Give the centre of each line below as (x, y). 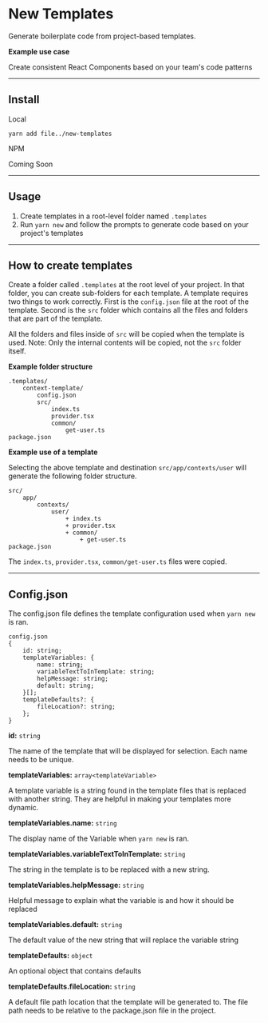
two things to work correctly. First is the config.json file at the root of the (129, 302)
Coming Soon (31, 164)
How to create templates (71, 265)
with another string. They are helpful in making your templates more (120, 799)
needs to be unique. (41, 760)
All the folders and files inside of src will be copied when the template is (126, 334)
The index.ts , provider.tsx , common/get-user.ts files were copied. (118, 561)
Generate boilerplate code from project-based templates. (102, 36)
